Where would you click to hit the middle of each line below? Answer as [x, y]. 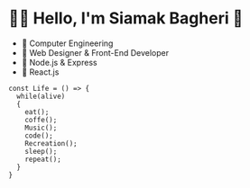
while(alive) [41, 96]
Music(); [41, 128]
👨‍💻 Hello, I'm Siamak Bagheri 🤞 [126, 18]
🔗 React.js [40, 72]
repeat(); [43, 159]
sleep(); [41, 151]
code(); [39, 135]
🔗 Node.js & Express [59, 62]
